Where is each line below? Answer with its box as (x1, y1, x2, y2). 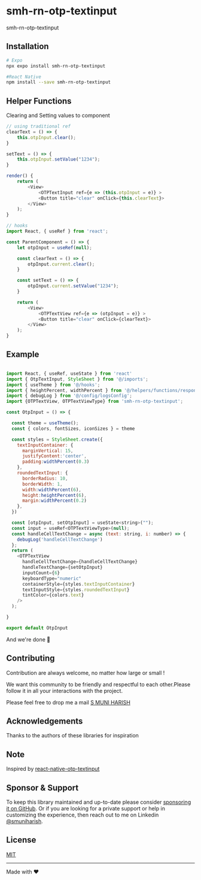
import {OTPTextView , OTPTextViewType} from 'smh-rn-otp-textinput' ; (6, 399, 184, 405)
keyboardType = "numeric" (22, 575, 82, 581)
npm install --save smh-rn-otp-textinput (6, 79, 111, 85)
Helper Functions (6, 96, 72, 106)
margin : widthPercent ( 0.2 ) (22, 498, 87, 504)
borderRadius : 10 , (22, 475, 68, 481)
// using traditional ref (6, 123, 71, 129)
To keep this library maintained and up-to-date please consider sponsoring (6, 798, 191, 806)
